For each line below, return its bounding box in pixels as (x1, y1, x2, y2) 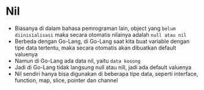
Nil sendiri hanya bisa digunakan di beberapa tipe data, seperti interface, (14, 70, 198, 77)
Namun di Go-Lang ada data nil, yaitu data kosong (14, 57, 141, 64)
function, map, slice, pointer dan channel (14, 77, 118, 84)
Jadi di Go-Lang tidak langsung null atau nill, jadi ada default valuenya (14, 63, 192, 71)
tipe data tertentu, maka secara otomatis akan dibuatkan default (14, 44, 176, 51)
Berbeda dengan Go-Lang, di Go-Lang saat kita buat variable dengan (14, 37, 190, 45)
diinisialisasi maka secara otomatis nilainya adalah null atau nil (14, 31, 187, 38)
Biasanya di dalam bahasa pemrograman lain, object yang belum (14, 24, 176, 32)
